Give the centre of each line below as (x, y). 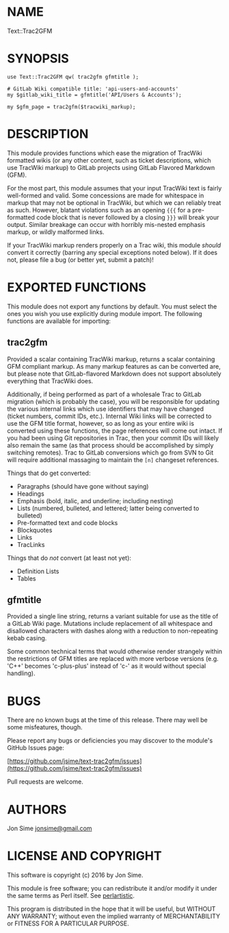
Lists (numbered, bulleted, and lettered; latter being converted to (108, 508)
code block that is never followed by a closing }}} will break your (128, 217)
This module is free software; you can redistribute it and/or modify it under (112, 888)
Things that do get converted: (49, 473)
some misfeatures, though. (45, 727)
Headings (30, 494)
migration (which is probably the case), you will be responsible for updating (113, 401)
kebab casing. (27, 638)
